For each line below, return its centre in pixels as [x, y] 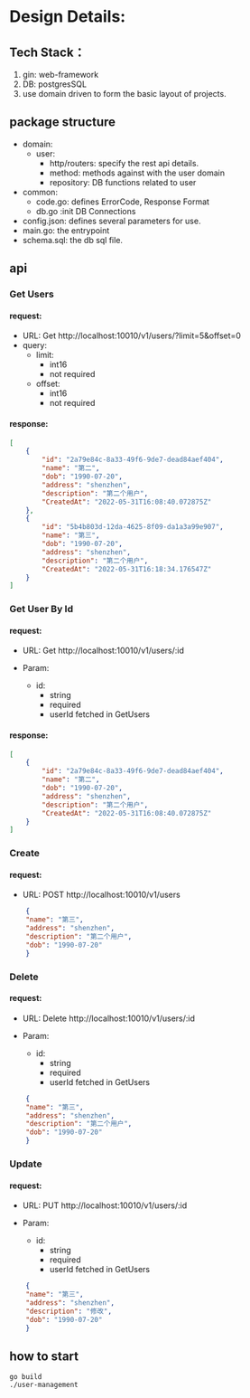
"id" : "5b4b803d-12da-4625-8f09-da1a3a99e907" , [133, 527]
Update [26, 1164]
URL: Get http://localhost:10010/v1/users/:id [103, 651]
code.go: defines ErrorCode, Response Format [123, 202]
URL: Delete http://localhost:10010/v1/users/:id [109, 1018]
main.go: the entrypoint [66, 230]
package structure [62, 123]
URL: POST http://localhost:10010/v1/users [101, 895]
